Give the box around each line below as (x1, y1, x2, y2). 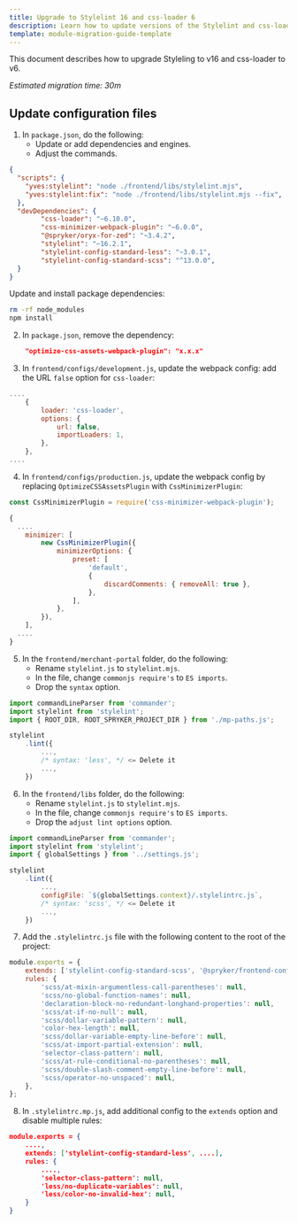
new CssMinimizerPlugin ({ (41, 538, 137, 547)
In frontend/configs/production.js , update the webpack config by (21, 471, 266, 482)
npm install (9, 313, 53, 323)
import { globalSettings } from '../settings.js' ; (9, 850, 200, 859)
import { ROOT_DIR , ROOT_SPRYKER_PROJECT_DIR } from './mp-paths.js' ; (9, 715, 275, 724)
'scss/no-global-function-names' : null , (41, 991, 192, 1000)
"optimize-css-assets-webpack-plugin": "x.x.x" (25, 347, 203, 356)
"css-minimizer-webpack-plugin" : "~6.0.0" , (41, 223, 203, 232)
